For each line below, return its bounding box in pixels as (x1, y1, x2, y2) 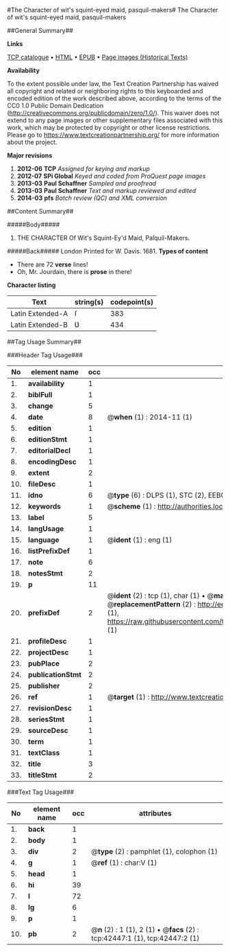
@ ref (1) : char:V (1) (91, 858, 157, 868)
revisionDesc (28, 703, 72, 713)
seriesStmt (28, 714, 65, 724)
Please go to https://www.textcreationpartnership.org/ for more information (7, 131, 220, 139)
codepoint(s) (110, 297, 154, 306)
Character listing (7, 281, 56, 289)
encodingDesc (28, 457, 77, 466)
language (28, 535, 60, 545)
